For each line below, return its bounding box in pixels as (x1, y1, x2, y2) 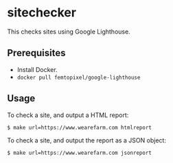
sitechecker (7, 5, 77, 21)
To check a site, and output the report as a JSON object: (7, 136, 167, 145)
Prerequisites (7, 47, 66, 59)
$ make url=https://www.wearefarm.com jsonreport (7, 149, 152, 156)
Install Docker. (16, 65, 58, 73)
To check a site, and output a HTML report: (7, 111, 129, 119)
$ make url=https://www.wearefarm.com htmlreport (7, 124, 152, 131)
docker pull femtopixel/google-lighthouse (16, 74, 141, 81)
